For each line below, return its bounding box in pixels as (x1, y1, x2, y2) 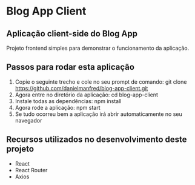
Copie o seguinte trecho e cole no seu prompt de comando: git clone (15, 78, 187, 86)
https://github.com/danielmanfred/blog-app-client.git (15, 84, 148, 92)
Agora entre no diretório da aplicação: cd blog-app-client (15, 91, 159, 98)
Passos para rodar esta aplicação (6, 62, 135, 72)
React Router (15, 166, 48, 173)
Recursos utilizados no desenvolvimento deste (6, 135, 187, 145)
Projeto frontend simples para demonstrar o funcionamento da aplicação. (6, 44, 190, 52)
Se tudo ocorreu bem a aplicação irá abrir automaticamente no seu (15, 110, 183, 118)
